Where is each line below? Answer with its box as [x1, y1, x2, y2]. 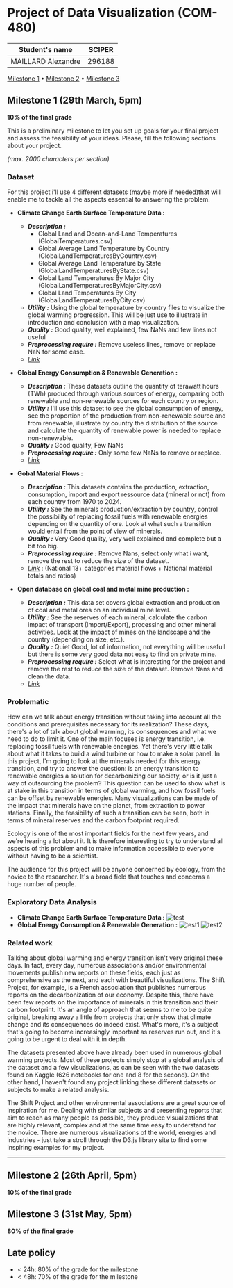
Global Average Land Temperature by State [37, 259, 162, 268]
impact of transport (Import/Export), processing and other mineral [27, 621, 216, 629]
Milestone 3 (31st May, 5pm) [7, 1208, 132, 1221]
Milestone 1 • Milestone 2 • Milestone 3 [7, 74, 120, 83]
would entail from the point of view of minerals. [27, 527, 163, 536]
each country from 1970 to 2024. [27, 498, 122, 506]
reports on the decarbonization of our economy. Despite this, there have [7, 991, 214, 999]
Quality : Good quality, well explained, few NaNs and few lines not [27, 325, 217, 334]
